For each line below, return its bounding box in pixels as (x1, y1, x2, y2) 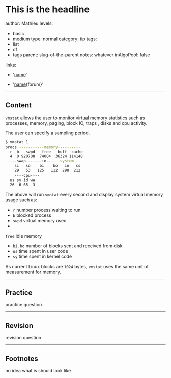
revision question (5, 335, 42, 341)
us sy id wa (10, 177, 36, 183)
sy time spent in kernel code (12, 253, 72, 259)
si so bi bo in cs (14, 163, 81, 168)
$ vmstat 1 (5, 139, 28, 144)
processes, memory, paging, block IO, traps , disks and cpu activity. (5, 120, 148, 126)
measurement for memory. (5, 269, 61, 275)
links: (5, 62, 17, 68)
